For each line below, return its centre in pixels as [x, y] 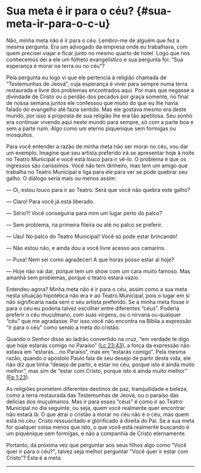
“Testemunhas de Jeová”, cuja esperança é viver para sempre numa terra [97, 84]
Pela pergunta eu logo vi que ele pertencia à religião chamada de [86, 77]
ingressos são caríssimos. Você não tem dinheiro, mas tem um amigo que [97, 165]
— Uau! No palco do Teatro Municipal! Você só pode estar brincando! [92, 236]
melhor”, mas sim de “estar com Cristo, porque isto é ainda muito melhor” [97, 370]
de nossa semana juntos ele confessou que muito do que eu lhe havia [92, 103]
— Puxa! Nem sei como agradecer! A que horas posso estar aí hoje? [90, 260]
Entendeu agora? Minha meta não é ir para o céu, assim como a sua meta [97, 289]
